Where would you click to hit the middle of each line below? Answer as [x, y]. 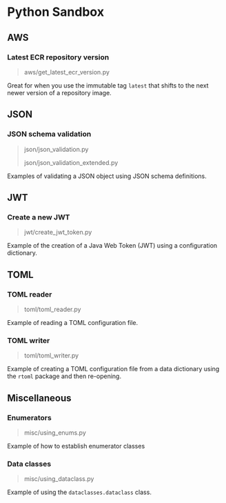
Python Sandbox [56, 12]
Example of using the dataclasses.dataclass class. [79, 492]
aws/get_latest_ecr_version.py [67, 72]
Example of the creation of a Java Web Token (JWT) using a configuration [112, 246]
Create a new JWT [39, 217]
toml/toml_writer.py [51, 355]
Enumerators [29, 417]
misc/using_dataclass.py [59, 479]
